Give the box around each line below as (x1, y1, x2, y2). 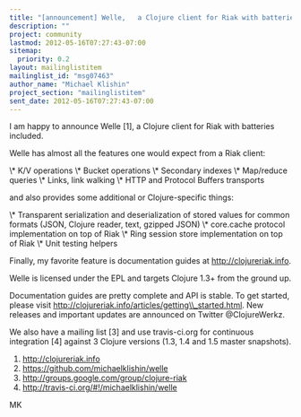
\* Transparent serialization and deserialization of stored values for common (9, 210, 290, 221)
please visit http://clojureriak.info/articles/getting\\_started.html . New (9, 300, 264, 310)
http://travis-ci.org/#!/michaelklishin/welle (21, 382, 177, 393)
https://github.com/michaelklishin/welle (21, 363, 168, 374)
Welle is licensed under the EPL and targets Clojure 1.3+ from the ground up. (9, 273, 292, 283)
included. (9, 131, 44, 142)
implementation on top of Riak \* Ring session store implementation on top (9, 229, 284, 239)
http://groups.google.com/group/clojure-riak (21, 373, 187, 384)
